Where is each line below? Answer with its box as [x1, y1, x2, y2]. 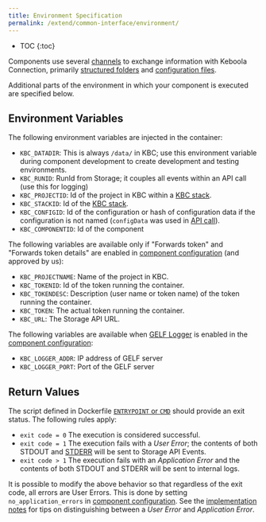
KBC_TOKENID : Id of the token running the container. [19, 280, 185, 290]
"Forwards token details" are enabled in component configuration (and [8, 248, 240, 258]
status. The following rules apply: [8, 415, 118, 424]
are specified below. [8, 88, 75, 98]
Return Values [8, 385, 80, 399]
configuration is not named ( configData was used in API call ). [19, 216, 221, 225]
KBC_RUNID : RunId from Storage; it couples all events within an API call [19, 173, 247, 183]
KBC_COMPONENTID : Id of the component [19, 224, 145, 234]
